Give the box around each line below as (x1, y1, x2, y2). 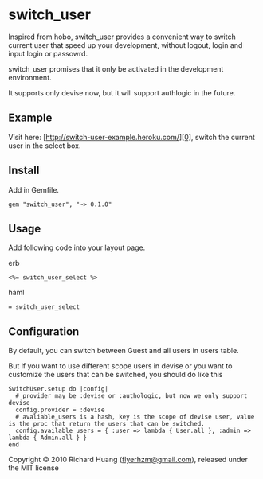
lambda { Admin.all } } (8, 434, 88, 442)
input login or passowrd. (8, 49, 88, 58)
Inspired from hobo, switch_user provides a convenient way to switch (8, 32, 237, 41)
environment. (8, 72, 52, 82)
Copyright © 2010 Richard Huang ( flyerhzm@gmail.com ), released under (8, 455, 249, 465)
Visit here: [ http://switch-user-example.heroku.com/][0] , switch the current (8, 132, 255, 142)
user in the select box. (8, 141, 81, 150)
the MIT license (8, 463, 60, 473)
